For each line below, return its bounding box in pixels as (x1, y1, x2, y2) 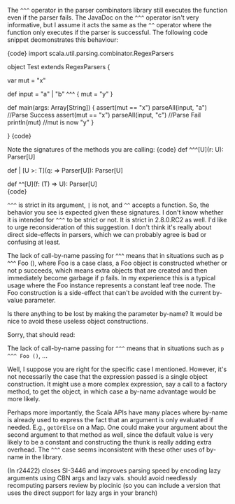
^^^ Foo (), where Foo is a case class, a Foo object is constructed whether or (7, 259, 227, 267)
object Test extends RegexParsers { (7, 63, 111, 71)
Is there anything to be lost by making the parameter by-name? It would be (7, 310, 222, 317)
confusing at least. (7, 238, 61, 246)
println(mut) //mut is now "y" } (7, 118, 94, 127)
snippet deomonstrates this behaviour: (7, 36, 119, 44)
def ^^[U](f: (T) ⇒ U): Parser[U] (7, 180, 98, 188)
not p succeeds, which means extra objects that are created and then (7, 266, 208, 275)
